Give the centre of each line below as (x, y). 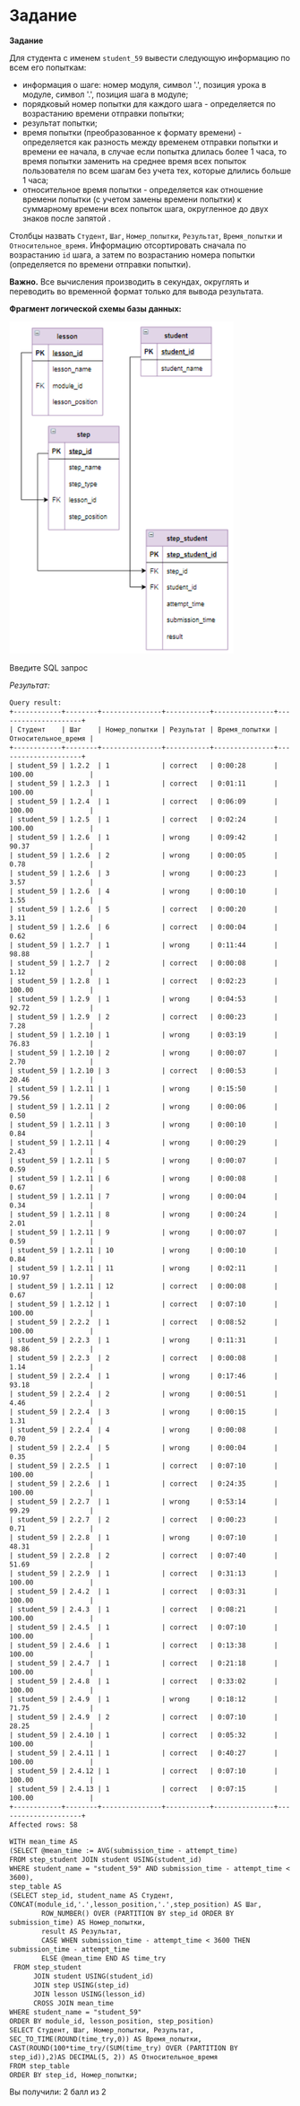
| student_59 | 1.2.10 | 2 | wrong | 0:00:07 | (144, 1053)
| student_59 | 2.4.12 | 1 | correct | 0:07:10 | (144, 1771)
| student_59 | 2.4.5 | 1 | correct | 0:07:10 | (144, 1627)
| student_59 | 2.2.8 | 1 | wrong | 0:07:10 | (144, 1537)
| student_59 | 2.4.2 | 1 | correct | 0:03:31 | (144, 1591)
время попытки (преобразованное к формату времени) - (132, 132)
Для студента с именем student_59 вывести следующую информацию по (150, 57)
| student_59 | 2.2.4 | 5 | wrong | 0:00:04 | (144, 1448)
